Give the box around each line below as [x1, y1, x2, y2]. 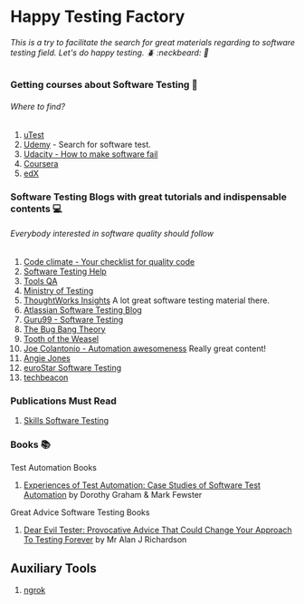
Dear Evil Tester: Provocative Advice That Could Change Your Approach [23, 524, 292, 536]
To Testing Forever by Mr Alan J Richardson [23, 534, 187, 545]
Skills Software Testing [23, 415, 109, 426]
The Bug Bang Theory [23, 324, 107, 335]
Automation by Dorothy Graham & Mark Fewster [23, 490, 203, 501]
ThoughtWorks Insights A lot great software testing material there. [23, 295, 271, 306]
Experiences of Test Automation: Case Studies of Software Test [23, 480, 261, 491]
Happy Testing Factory [10, 6, 185, 27]
